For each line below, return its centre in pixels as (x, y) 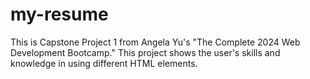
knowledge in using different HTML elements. (104, 63)
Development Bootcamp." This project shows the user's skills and (145, 52)
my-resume (59, 14)
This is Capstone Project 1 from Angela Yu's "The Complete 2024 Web (155, 42)
